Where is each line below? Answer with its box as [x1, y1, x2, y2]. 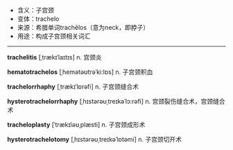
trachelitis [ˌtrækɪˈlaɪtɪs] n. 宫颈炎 [7, 53, 102, 61]
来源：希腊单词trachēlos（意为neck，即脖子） [17, 24, 150, 31]
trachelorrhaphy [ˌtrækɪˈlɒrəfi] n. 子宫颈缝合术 [7, 82, 139, 91]
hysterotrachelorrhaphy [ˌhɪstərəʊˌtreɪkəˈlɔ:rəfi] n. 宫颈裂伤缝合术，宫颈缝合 [7, 97, 225, 105]
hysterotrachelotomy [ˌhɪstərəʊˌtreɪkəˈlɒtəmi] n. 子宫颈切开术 [7, 135, 182, 143]
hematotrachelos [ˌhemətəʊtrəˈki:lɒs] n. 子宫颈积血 [7, 68, 153, 76]
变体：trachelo [17, 15, 60, 23]
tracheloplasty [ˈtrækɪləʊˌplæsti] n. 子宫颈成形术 [7, 120, 146, 129]
